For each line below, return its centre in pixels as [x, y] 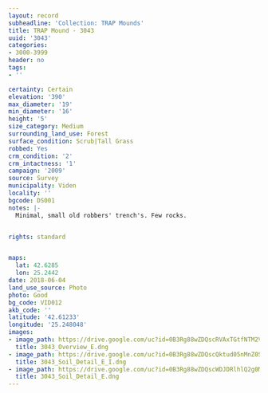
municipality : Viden [43, 186]
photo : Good [28, 295]
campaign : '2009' [37, 171]
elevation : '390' [37, 96]
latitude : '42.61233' [44, 317]
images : [21, 332]
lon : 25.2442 [37, 273]
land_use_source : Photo [48, 288]
